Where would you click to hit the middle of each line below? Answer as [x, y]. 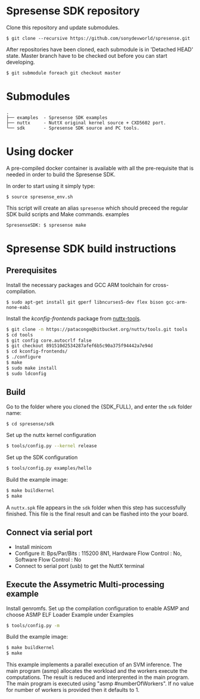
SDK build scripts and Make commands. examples [68, 214]
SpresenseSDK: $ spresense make [46, 225]
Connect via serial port [49, 533]
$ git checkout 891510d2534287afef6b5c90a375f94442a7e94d [79, 346]
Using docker [40, 152]
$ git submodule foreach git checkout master [63, 73]
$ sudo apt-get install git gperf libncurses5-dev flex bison [85, 302]
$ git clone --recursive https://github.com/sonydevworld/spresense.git [98, 38]
